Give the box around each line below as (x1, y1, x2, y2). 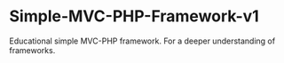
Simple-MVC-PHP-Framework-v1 (9, 6, 259, 27)
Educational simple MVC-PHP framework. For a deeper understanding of (9, 35, 276, 46)
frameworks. (9, 44, 56, 55)
